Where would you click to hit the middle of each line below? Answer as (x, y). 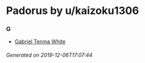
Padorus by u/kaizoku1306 (72, 11)
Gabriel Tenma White (40, 41)
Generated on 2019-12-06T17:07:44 (49, 55)
